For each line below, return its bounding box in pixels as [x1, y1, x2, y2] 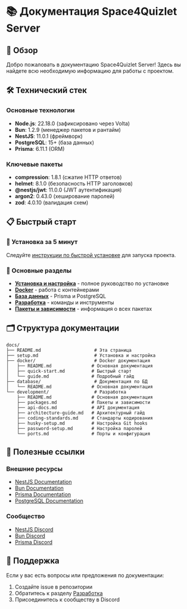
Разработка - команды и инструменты [14, 299, 114, 306]
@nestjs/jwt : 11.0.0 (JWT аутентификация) [14, 186, 122, 193]
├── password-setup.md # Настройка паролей [17, 425, 143, 431]
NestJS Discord [14, 525, 54, 533]
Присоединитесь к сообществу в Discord [14, 596, 120, 603]
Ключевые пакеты [6, 160, 63, 168]
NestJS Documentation [14, 478, 73, 486]
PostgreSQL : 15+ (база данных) [14, 138, 94, 146]
